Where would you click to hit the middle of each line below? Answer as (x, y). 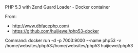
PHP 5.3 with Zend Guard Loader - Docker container (58, 7)
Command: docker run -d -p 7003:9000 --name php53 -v (63, 40)
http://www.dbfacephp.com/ (41, 26)
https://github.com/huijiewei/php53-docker (55, 31)
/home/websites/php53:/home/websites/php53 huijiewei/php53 (69, 45)
